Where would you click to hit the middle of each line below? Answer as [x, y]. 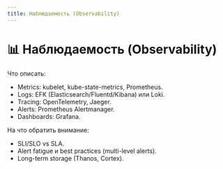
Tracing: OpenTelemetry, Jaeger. [64, 102]
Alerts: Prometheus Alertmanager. [66, 109]
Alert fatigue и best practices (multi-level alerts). [87, 151]
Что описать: [27, 73]
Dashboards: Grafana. [49, 116]
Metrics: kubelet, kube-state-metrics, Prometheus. [90, 87]
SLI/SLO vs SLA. [41, 143]
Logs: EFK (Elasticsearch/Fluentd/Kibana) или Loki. [91, 94]
